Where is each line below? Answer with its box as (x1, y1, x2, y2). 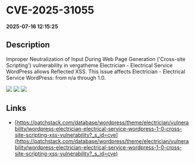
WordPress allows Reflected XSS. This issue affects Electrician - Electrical (6, 68, 186, 75)
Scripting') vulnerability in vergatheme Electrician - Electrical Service (6, 62, 173, 69)
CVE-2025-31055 (6, 4, 95, 17)
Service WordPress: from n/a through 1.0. (6, 74, 106, 81)
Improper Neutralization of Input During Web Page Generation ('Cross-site (6, 55, 186, 62)
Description (6, 40, 50, 50)
